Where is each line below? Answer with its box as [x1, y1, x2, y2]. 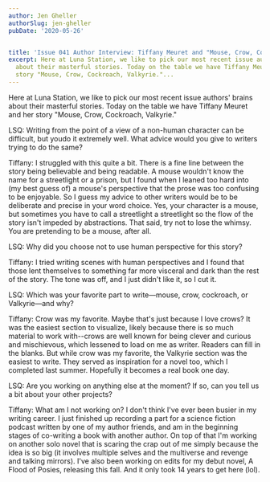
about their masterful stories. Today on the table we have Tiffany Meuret [8, 101, 248, 111]
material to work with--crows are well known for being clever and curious [8, 331, 252, 341]
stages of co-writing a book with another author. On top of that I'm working [8, 431, 257, 440]
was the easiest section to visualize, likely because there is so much [8, 322, 235, 332]
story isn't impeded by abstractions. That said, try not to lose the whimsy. [8, 218, 252, 227]
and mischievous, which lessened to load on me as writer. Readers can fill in [8, 339, 261, 349]
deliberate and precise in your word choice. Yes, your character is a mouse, [8, 200, 259, 210]
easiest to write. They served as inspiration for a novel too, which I [8, 357, 228, 366]
